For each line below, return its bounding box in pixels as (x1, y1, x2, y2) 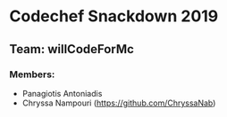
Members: (9, 68, 55, 81)
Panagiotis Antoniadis (21, 88, 103, 98)
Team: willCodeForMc (9, 42, 134, 57)
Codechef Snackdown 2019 (9, 6, 219, 27)
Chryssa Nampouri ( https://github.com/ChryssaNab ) (21, 97, 216, 108)
